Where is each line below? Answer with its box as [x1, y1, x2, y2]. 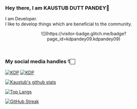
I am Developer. [5, 16, 37, 22]
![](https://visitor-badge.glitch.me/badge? [41, 31, 127, 37]
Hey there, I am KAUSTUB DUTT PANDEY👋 [5, 4, 110, 11]
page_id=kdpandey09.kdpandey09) [47, 36, 121, 42]
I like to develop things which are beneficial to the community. [5, 21, 133, 27]
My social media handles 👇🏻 [5, 58, 75, 65]
